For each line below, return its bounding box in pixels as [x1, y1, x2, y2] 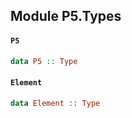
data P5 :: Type [10, 56, 78, 66]
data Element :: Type [10, 98, 101, 108]
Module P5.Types [10, 8, 122, 25]
